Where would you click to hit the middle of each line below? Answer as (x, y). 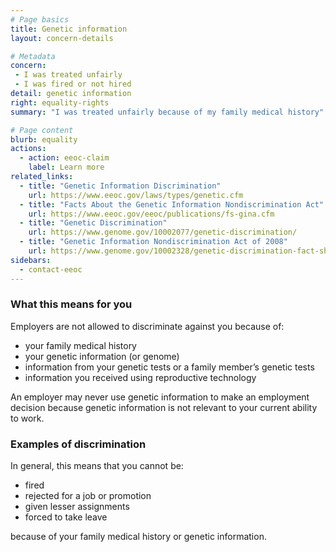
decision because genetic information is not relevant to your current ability (164, 407)
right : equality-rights (60, 102)
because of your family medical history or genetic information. (138, 537)
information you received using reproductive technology (140, 377)
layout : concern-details (62, 38)
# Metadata (33, 56)
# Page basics (40, 19)
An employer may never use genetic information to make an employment (160, 397)
